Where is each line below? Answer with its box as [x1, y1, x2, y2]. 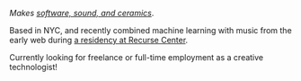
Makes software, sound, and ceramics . [9, 8, 155, 18]
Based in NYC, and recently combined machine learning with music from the [9, 25, 292, 35]
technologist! [9, 62, 58, 72]
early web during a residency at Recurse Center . [9, 35, 189, 45]
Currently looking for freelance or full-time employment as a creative [9, 52, 264, 62]
